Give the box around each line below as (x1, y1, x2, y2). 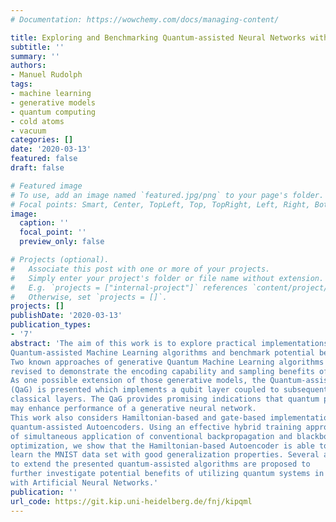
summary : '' (10, 51, 60, 61)
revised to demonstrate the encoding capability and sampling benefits (10, 366, 315, 376)
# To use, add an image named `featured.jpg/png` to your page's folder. (10, 190, 325, 200)
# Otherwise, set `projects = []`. (10, 292, 168, 302)
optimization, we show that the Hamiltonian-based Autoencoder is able (10, 441, 315, 451)
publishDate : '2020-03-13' (10, 311, 123, 321)
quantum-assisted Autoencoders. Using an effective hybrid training (10, 422, 302, 432)
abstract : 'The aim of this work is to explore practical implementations (10, 338, 329, 348)
